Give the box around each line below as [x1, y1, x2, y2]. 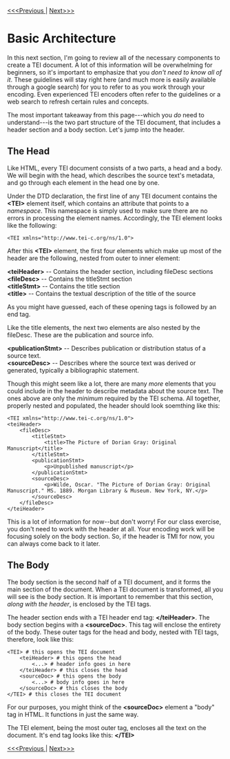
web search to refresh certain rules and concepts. [7, 97, 149, 106]
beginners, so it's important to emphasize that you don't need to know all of [7, 68, 222, 76]
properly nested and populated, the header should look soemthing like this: [7, 401, 220, 410]
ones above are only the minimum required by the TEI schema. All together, [7, 394, 221, 402]
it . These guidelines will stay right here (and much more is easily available [7, 75, 216, 83]
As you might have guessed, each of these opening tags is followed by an [7, 302, 217, 310]
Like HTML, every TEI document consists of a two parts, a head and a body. [7, 164, 222, 172]
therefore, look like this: [7, 635, 74, 643]
